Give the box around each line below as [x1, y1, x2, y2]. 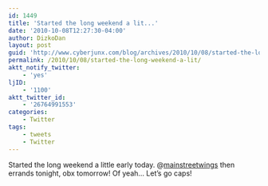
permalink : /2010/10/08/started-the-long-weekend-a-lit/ [8, 57, 202, 65]
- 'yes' [22, 71, 48, 79]
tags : [8, 123, 26, 131]
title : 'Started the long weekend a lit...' [8, 19, 159, 27]
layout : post [8, 42, 52, 49]
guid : [8, 49, 26, 57]
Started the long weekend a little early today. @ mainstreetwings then [8, 160, 235, 169]
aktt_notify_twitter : [8, 64, 81, 72]
